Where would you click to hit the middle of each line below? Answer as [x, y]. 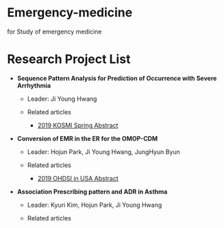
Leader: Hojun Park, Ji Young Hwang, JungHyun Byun [103, 151]
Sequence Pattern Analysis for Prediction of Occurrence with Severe [117, 78]
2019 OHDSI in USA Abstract [78, 178]
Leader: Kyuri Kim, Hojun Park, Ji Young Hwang [95, 205]
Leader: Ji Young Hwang [62, 99]
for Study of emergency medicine [54, 31]
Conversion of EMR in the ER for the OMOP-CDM [87, 138]
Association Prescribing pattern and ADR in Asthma [92, 191]
